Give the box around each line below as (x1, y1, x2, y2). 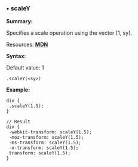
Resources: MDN (6, 41, 48, 48)
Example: (6, 86, 30, 93)
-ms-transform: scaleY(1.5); (8, 139, 82, 146)
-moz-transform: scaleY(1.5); (8, 135, 84, 141)
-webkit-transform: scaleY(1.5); (8, 129, 93, 135)
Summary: (6, 18, 33, 25)
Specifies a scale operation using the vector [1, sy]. (6, 29, 133, 37)
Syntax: (6, 53, 26, 60)
